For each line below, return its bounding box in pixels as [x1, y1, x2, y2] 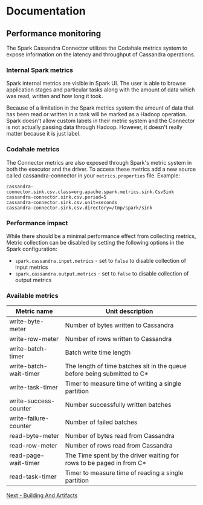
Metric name [15, 307, 53, 315]
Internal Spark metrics [6, 65, 74, 74]
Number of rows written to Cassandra [65, 335, 172, 343]
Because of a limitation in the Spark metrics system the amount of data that [6, 104, 194, 111]
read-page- [9, 451, 45, 460]
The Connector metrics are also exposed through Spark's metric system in [6, 159, 192, 166]
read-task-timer [9, 472, 57, 481]
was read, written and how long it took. [6, 93, 103, 100]
